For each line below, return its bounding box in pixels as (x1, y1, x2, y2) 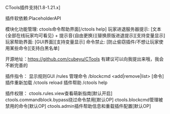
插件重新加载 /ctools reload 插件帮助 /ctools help (5, 79, 108, 85)
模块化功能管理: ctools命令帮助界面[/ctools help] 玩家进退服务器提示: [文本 (5, 26, 162, 32)
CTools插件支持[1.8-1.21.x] (5, 5, 61, 10)
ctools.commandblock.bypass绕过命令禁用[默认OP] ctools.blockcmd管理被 (5, 97, 163, 103)
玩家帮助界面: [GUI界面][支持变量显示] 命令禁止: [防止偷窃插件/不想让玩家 (5, 39, 159, 45)
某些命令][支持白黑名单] (9, 45, 60, 51)
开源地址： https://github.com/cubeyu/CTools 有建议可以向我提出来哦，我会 (5, 56, 164, 62)
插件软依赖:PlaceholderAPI (5, 15, 61, 21)
